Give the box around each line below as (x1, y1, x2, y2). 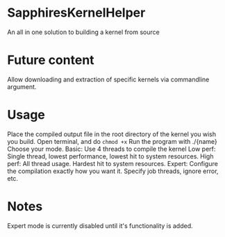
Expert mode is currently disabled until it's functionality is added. (7, 221, 193, 230)
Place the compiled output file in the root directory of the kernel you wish (7, 130, 217, 138)
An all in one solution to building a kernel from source (7, 28, 160, 36)
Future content (7, 52, 95, 68)
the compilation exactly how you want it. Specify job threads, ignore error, (7, 167, 219, 175)
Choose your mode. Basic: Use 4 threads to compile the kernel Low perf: (7, 145, 216, 153)
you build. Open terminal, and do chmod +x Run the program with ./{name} (7, 137, 217, 145)
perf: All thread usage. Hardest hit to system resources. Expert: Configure (7, 159, 219, 167)
